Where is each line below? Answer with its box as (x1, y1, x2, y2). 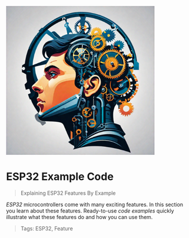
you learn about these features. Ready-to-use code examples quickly (6, 207, 174, 214)
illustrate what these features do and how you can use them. (6, 214, 153, 221)
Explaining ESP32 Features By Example (20, 190, 116, 197)
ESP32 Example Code (6, 170, 114, 184)
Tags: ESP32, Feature (20, 225, 74, 232)
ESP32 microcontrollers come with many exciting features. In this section (6, 201, 184, 208)
